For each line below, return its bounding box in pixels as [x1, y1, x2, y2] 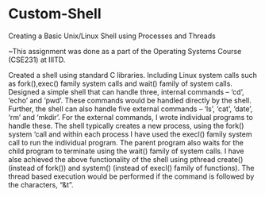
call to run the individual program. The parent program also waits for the [8, 137, 244, 147]
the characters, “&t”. [8, 180, 74, 189]
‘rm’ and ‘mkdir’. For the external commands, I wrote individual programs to [8, 112, 254, 122]
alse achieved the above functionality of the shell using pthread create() [8, 154, 244, 164]
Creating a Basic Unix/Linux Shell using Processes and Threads [8, 31, 216, 41]
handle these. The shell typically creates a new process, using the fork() [8, 121, 244, 130]
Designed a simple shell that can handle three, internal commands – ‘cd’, [8, 87, 244, 96]
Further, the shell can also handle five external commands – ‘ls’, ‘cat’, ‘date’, [8, 104, 253, 114]
